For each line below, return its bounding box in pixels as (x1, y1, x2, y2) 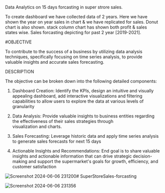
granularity (12, 104, 34, 109)
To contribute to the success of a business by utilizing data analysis (5, 49, 143, 54)
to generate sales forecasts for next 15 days (12, 138, 101, 144)
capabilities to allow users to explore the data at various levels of (12, 98, 144, 104)
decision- (132, 153, 153, 159)
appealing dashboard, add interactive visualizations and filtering (12, 93, 143, 99)
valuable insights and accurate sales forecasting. (5, 59, 104, 65)
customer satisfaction (12, 164, 57, 169)
